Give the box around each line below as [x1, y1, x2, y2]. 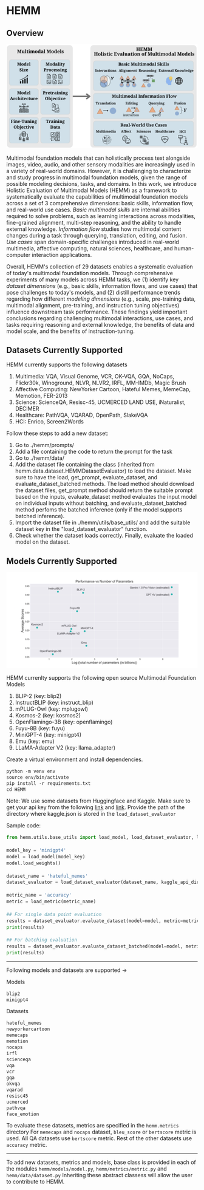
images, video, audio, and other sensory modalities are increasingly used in [6, 160, 195, 168]
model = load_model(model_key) [6, 853, 86, 860]
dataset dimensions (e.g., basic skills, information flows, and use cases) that [6, 282, 198, 289]
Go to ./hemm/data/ [15, 454, 65, 462]
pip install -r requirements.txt [6, 781, 91, 787]
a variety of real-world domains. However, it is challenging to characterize [6, 167, 191, 174]
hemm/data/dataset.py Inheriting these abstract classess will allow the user [6, 1171, 193, 1178]
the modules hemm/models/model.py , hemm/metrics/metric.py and [6, 1164, 167, 1172]
